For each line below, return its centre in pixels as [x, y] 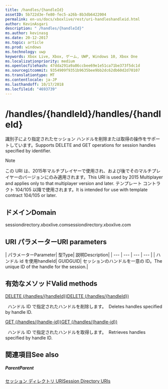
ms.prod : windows [23, 47]
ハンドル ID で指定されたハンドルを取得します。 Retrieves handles [76, 332]
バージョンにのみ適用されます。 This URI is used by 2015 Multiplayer [93, 177]
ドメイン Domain [31, 212]
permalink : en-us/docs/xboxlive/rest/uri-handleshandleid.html [73, 19]
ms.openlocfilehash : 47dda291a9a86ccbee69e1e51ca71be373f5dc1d [73, 66]
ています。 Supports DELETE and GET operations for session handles [85, 145]
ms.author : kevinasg [27, 33]
